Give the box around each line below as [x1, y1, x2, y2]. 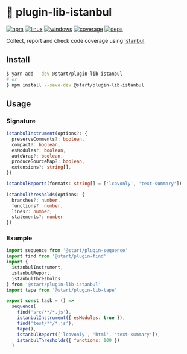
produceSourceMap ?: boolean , [11, 158, 85, 165]
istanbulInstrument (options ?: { [6, 130, 87, 137]
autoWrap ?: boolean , [11, 153, 63, 159]
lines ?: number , [11, 208, 52, 214]
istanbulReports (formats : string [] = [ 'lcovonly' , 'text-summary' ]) [6, 181, 182, 187]
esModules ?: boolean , [11, 147, 66, 153]
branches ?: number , [11, 197, 61, 203]
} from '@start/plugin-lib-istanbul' [6, 281, 101, 288]
